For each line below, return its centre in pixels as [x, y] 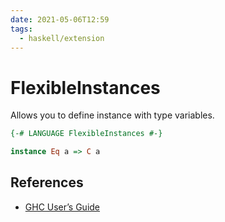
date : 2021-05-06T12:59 [60, 19]
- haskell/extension [62, 38]
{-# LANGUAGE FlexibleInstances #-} [86, 134]
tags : [21, 29]
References [47, 182]
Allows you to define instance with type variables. [112, 115]
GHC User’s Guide [62, 207]
